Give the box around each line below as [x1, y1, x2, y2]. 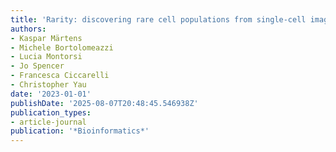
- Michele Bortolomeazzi [10, 42, 114, 53]
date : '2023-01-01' [10, 89, 92, 99]
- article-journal [10, 117, 87, 127]
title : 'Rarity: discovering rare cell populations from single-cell [10, 14, 307, 25]
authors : [10, 24, 47, 34]
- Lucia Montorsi [10, 52, 83, 62]
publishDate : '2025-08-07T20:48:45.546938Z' [10, 98, 199, 108]
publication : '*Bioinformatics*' [10, 126, 150, 136]
